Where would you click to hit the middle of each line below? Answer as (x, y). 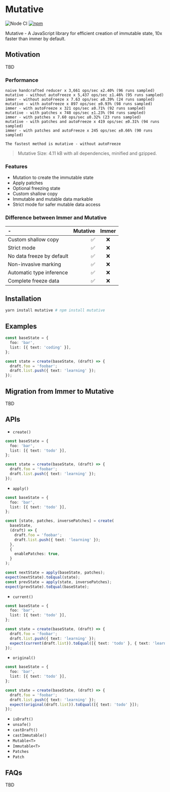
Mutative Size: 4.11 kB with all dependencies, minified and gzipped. (87, 153)
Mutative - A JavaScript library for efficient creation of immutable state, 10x (84, 33)
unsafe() (22, 725)
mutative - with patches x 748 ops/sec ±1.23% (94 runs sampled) (75, 113)
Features (16, 166)
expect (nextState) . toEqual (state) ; (43, 577)
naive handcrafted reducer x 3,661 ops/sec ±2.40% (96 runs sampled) (80, 91)
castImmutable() (30, 736)
